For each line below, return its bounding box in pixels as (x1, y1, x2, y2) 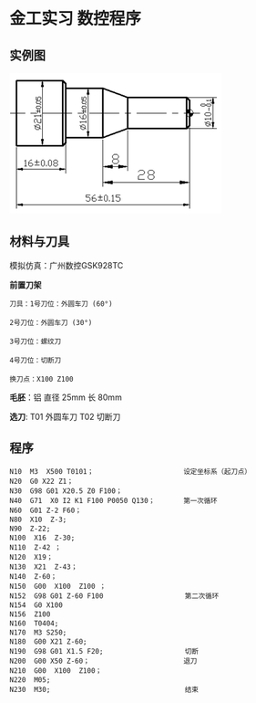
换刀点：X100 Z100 (9, 374, 74, 383)
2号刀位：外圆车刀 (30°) (9, 318, 93, 327)
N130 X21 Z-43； (9, 562, 78, 572)
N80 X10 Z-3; (9, 515, 67, 524)
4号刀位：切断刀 (9, 355, 62, 365)
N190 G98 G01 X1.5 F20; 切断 (9, 646, 199, 656)
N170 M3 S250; (9, 627, 67, 637)
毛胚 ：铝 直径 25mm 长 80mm (9, 392, 123, 403)
